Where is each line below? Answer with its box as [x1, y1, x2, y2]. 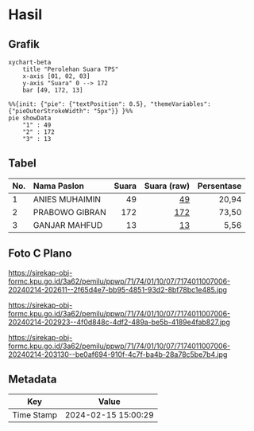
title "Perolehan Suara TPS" [22, 65, 119, 73]
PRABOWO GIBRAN [33, 206, 106, 217]
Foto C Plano [8, 247, 72, 261]
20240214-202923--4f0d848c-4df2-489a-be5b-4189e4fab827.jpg [8, 317, 230, 327]
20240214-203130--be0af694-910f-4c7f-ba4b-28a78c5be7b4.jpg [8, 349, 228, 359]
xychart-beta [8, 58, 52, 66]
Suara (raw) [144, 180, 190, 191]
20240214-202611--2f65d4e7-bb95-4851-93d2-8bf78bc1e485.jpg [8, 284, 228, 294]
